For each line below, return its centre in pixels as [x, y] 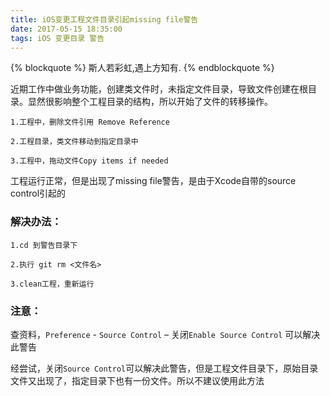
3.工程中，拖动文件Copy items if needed [89, 161]
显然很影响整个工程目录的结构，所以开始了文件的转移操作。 [150, 102]
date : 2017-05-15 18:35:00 [66, 29]
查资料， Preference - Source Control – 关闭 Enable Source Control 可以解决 [165, 334]
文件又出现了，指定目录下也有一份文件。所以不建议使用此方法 [137, 380]
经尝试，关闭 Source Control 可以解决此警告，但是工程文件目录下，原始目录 [164, 368]
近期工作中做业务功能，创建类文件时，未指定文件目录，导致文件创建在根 [159, 89]
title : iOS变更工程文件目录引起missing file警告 [104, 19]
